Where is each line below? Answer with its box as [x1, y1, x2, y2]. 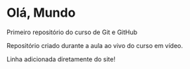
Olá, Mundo [6, 5, 76, 21]
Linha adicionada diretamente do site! [6, 54, 115, 63]
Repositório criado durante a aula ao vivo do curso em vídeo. [6, 41, 184, 49]
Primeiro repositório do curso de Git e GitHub [6, 28, 138, 36]
